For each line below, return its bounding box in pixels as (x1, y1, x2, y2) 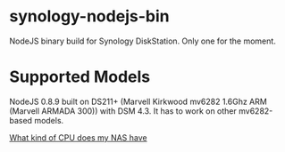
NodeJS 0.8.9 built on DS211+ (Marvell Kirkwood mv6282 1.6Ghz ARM (9, 96, 268, 107)
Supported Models (9, 67, 150, 87)
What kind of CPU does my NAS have (9, 132, 147, 143)
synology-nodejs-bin (9, 6, 170, 27)
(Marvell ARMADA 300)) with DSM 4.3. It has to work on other (9, 105, 237, 116)
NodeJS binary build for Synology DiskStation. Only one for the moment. (9, 36, 277, 46)
